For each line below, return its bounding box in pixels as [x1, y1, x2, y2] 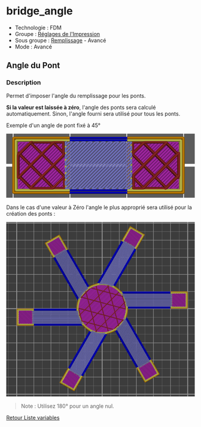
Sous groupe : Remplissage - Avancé [14, 37, 106, 44]
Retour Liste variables [6, 414, 60, 421]
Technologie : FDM [14, 24, 62, 31]
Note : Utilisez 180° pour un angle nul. [20, 402, 115, 410]
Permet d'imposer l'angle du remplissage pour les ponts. [6, 92, 146, 99]
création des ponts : [6, 210, 56, 217]
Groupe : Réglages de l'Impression [14, 30, 100, 37]
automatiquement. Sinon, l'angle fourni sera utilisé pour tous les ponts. [6, 110, 181, 117]
